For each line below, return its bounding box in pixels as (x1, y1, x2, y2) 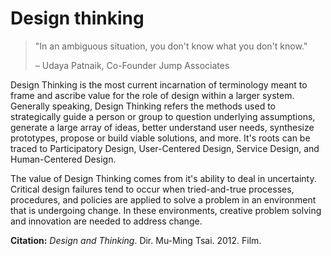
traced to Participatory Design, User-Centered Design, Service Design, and (10, 142, 320, 154)
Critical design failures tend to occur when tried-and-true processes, (10, 183, 295, 195)
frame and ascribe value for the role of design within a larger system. (10, 89, 295, 101)
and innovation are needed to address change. (10, 215, 203, 227)
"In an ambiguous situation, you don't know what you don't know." (34, 40, 308, 52)
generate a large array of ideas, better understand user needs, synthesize (10, 121, 315, 133)
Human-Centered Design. (10, 153, 117, 165)
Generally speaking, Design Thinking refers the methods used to (10, 100, 276, 112)
